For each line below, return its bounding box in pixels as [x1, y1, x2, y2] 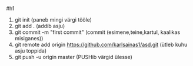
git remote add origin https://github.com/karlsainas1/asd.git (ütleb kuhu [14, 41, 188, 48]
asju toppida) [14, 47, 47, 54]
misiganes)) [14, 35, 44, 41]
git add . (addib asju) [14, 23, 65, 29]
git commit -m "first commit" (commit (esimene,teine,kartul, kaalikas [14, 29, 181, 36]
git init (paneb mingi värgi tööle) [14, 16, 92, 23]
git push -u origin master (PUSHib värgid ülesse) [14, 54, 132, 60]
